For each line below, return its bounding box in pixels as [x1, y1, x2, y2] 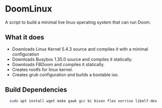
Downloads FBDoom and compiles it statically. [12, 61, 105, 67]
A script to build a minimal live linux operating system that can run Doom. [5, 19, 151, 25]
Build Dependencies [5, 86, 67, 94]
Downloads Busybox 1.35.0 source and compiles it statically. [12, 56, 133, 62]
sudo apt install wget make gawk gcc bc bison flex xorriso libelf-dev [9, 98, 158, 103]
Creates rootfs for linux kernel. [12, 67, 73, 72]
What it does [5, 33, 45, 41]
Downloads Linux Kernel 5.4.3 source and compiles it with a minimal [12, 46, 148, 52]
